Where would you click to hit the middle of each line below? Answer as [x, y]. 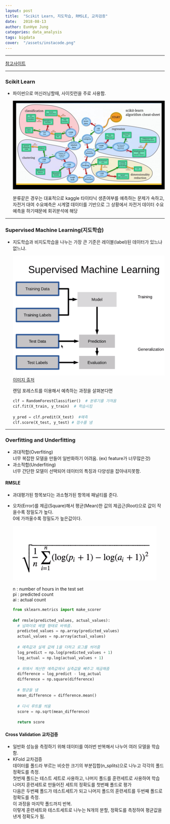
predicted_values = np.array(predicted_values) [69, 631]
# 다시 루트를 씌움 [34, 706]
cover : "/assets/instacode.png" [40, 43]
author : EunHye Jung [27, 27]
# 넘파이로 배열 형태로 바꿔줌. [45, 626]
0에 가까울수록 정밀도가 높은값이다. [47, 518]
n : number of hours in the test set [48, 589]
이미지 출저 [24, 380]
